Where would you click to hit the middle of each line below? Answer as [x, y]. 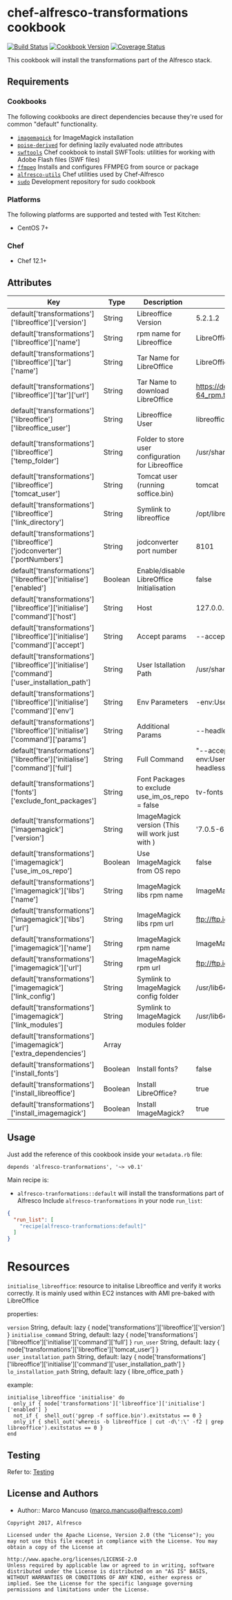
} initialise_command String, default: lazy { [68, 1335]
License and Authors [53, 1494]
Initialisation [156, 588]
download [153, 391]
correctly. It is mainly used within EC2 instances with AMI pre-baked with [111, 1293]
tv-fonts [210, 792]
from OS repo [159, 871]
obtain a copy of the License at [55, 1547]
